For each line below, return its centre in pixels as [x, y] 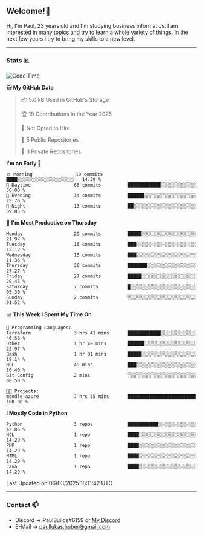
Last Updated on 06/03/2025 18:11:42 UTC [60, 483]
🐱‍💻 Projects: [23, 391]
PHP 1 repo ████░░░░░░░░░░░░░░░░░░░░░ [101, 446]
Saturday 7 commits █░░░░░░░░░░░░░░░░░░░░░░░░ [101, 287]
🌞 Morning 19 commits [55, 174]
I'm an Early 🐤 [24, 164]
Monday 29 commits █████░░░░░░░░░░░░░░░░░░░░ [101, 234]
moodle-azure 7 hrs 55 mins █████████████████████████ [101, 397]
